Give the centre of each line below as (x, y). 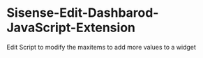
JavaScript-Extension (71, 28)
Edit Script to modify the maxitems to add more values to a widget (101, 47)
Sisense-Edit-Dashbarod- (83, 13)
